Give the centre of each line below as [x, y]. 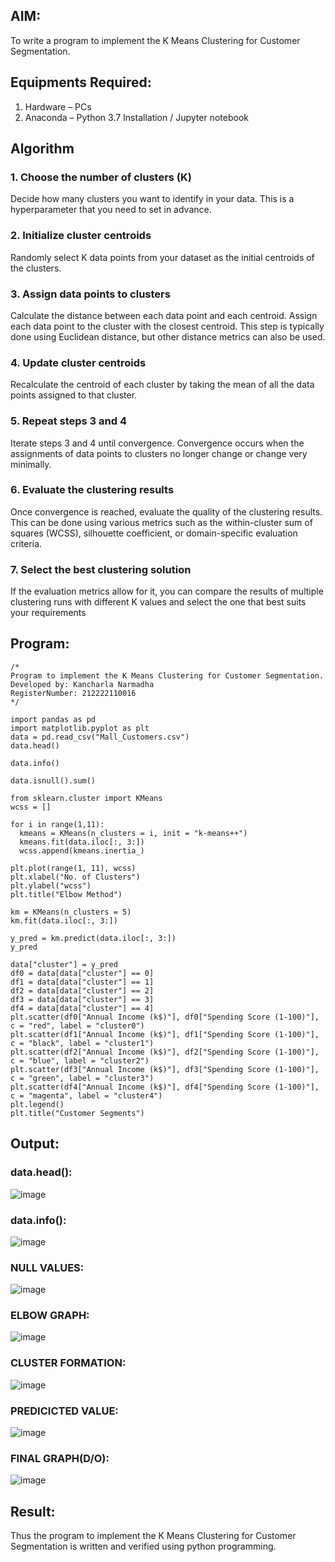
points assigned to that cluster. [74, 395]
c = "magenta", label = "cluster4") [86, 1095]
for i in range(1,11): [57, 824]
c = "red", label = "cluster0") [77, 1025]
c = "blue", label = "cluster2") [80, 1060]
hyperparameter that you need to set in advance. [111, 210]
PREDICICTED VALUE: [64, 1411]
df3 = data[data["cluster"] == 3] [82, 999]
